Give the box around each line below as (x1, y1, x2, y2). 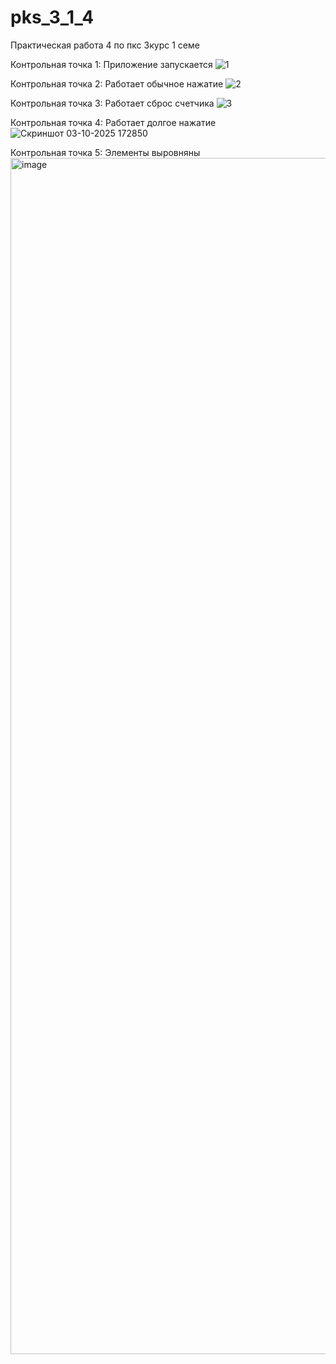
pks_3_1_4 (10, 6, 95, 29)
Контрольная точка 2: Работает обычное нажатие (10, 77, 224, 90)
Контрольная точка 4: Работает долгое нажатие (10, 116, 217, 128)
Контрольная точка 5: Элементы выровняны (10, 146, 201, 158)
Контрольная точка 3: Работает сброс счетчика (10, 97, 215, 109)
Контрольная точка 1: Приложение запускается (10, 58, 213, 70)
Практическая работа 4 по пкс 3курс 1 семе (10, 39, 200, 51)
